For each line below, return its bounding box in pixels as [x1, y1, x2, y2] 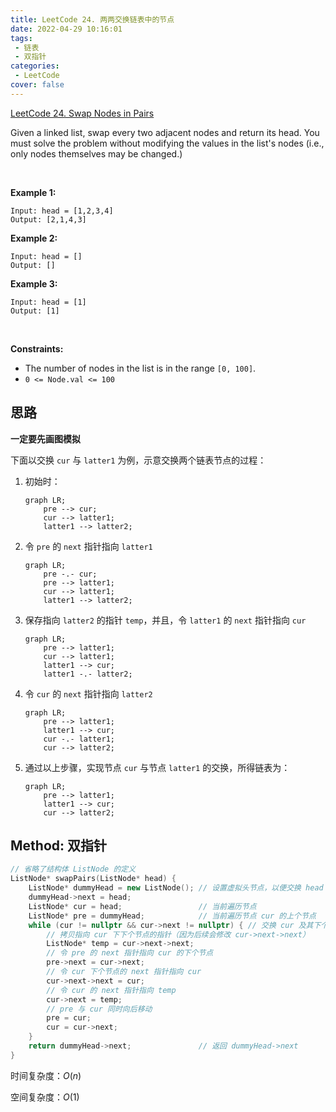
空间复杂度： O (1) [10, 1091, 80, 1103]
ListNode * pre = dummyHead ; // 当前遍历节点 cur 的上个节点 [28, 911, 317, 921]
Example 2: [10, 232, 58, 244]
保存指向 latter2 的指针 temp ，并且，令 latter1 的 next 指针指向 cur [24, 614, 307, 626]
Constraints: [10, 342, 64, 355]
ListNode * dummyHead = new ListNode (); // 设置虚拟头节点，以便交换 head [28, 883, 324, 893]
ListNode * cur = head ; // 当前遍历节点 [28, 901, 257, 911]
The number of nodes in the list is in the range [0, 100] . [24, 362, 257, 374]
